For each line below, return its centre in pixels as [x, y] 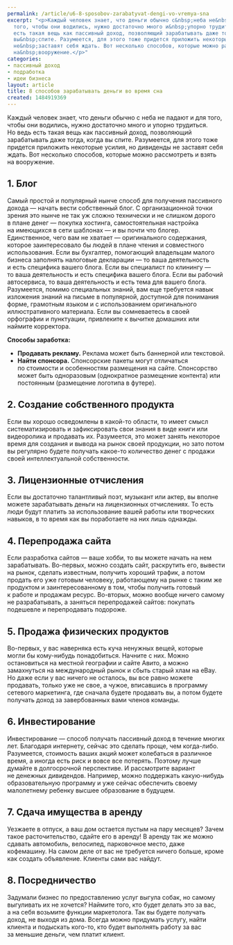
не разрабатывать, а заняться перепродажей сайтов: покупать [101, 602]
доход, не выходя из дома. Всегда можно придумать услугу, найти [107, 919]
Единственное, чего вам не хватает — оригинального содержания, [107, 237]
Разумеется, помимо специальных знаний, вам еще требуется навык [110, 289]
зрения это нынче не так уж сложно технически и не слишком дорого [112, 215]
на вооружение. [31, 162]
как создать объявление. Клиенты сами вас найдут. [84, 858]
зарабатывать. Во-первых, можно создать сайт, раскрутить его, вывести [116, 565]
